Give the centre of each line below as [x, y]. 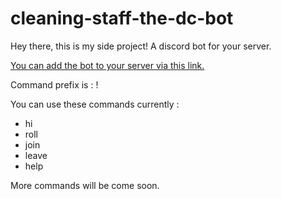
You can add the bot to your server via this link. [107, 65]
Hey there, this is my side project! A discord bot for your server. [141, 46]
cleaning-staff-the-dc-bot [122, 18]
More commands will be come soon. [85, 185]
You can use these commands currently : [95, 104]
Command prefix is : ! [54, 84]
